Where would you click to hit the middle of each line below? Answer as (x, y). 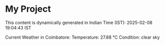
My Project (28, 9)
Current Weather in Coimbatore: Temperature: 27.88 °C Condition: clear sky (82, 37)
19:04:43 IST (18, 27)
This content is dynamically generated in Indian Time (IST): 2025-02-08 (79, 22)
